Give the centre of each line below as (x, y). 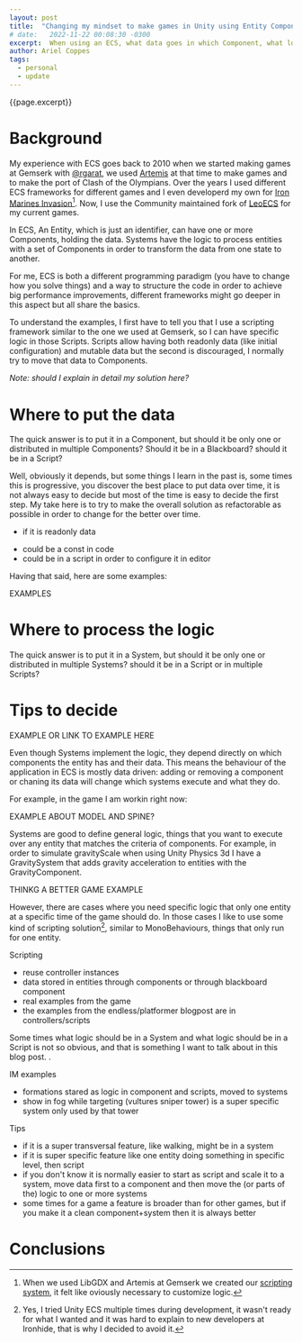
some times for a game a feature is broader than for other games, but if (154, 1202)
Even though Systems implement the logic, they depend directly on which (146, 753)
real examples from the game (77, 1001)
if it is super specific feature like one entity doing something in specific (153, 1155)
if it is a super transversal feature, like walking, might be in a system (148, 1146)
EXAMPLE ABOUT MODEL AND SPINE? (82, 817)
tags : (19, 59)
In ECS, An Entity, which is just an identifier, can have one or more (131, 230)
